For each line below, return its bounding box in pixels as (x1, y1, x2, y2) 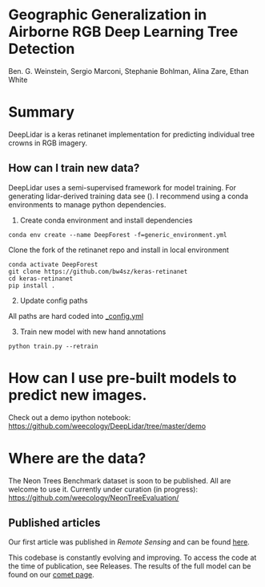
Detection (8, 40, 75, 58)
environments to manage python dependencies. (8, 199, 167, 210)
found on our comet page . (8, 570, 94, 580)
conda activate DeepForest (8, 260, 98, 268)
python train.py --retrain (8, 342, 98, 350)
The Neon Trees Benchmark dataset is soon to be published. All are (8, 475, 231, 485)
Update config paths (19, 296, 88, 305)
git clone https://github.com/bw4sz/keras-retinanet (8, 267, 188, 275)
